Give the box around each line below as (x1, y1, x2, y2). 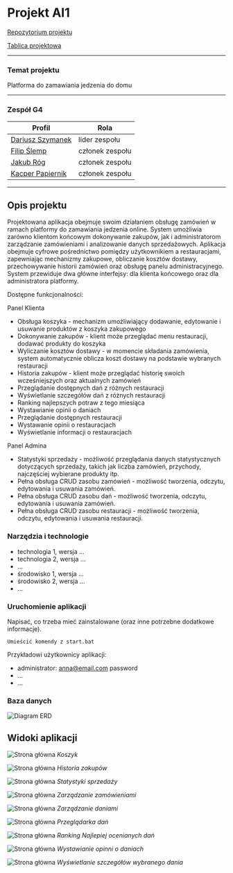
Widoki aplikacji (7, 732, 78, 744)
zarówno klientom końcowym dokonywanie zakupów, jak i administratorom (7, 233, 221, 241)
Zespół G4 (7, 105, 43, 115)
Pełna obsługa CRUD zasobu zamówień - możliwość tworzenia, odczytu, (17, 478, 225, 486)
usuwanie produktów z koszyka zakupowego (17, 325, 146, 333)
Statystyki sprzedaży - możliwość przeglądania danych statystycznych (17, 455, 221, 464)
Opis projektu (7, 199, 67, 211)
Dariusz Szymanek (10, 134, 72, 144)
